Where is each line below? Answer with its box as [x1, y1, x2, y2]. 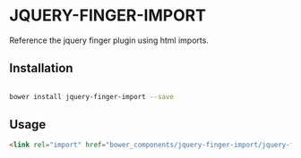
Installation [9, 61, 73, 76]
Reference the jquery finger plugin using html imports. [9, 35, 209, 46]
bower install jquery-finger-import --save [9, 92, 175, 101]
